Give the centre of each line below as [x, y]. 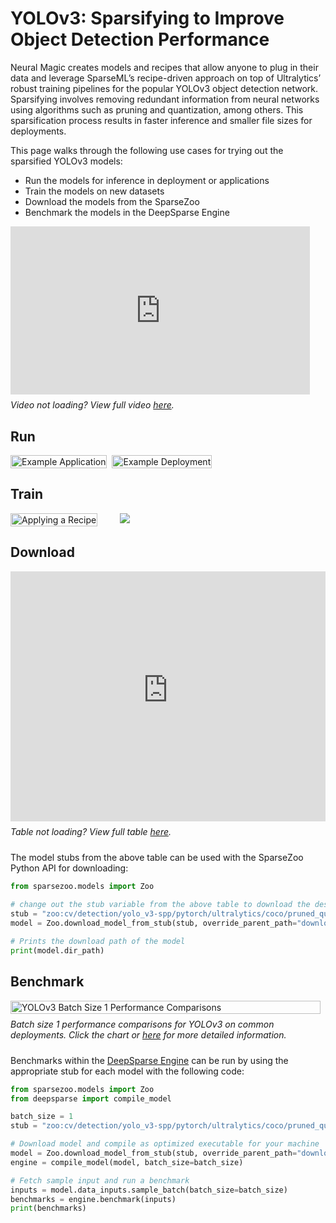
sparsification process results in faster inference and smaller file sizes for [161, 120]
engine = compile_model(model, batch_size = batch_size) [127, 1162]
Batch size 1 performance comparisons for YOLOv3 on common [142, 1024]
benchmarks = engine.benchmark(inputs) [93, 1199]
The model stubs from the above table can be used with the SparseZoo [157, 857]
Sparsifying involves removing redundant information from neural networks [165, 99]
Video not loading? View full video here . [92, 405]
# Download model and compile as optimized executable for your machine [165, 1144]
